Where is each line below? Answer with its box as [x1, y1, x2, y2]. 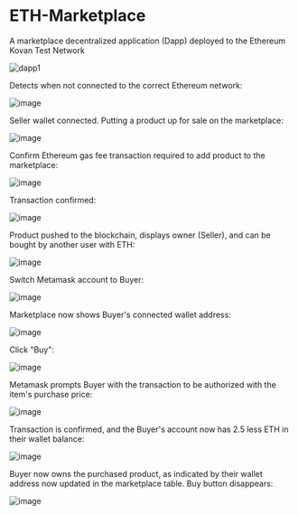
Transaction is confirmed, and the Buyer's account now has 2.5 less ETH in [9, 424, 289, 435]
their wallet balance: [9, 433, 85, 444]
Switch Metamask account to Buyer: [9, 274, 144, 285]
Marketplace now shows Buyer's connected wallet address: [9, 309, 232, 320]
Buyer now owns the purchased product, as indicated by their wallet [9, 468, 264, 479]
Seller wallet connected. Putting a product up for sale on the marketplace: [9, 115, 284, 126]
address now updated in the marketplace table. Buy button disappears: [9, 478, 274, 489]
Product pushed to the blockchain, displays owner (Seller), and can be [9, 229, 271, 240]
